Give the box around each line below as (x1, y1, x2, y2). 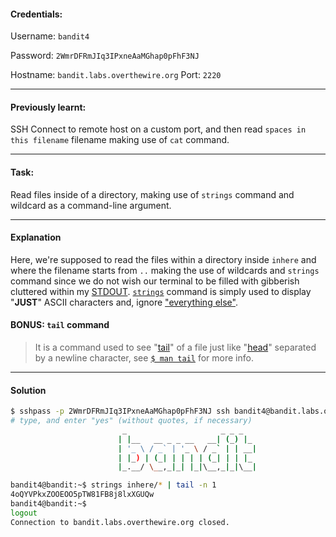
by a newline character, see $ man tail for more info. (34, 352, 254, 364)
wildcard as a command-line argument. (10, 199, 172, 211)
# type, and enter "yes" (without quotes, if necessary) (10, 416, 253, 426)
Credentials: (10, 8, 63, 20)
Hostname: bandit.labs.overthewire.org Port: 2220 (10, 69, 222, 81)
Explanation (10, 231, 62, 244)
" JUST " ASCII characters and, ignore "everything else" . (10, 296, 238, 308)
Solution (10, 384, 47, 396)
